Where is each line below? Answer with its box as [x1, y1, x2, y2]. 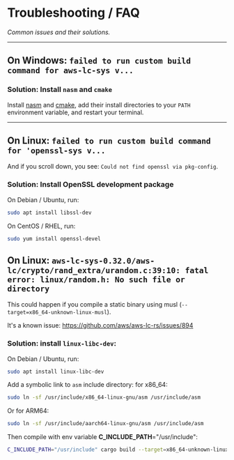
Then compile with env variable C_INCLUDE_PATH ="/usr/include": [7, 433, 198, 441]
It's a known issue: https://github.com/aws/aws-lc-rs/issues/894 [7, 321, 194, 330]
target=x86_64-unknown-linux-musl [7, 309, 108, 316]
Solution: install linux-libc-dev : [7, 339, 117, 348]
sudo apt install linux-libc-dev [7, 368, 104, 375]
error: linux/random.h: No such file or [7, 274, 186, 284]
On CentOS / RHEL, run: [7, 222, 76, 230]
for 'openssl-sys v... [7, 146, 106, 156]
